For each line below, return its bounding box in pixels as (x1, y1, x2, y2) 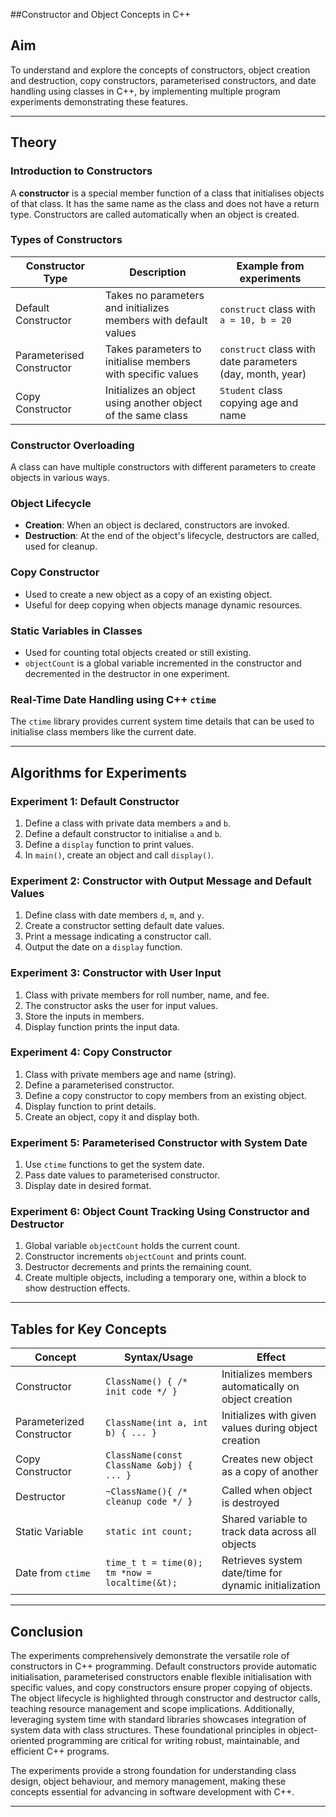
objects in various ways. (10, 472, 110, 484)
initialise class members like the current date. (10, 726, 197, 738)
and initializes (104, 300, 170, 314)
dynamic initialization (221, 1579, 321, 1593)
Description (129, 265, 187, 279)
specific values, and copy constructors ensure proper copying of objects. (10, 1682, 313, 1694)
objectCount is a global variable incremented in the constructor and (24, 657, 302, 669)
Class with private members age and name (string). (24, 1068, 237, 1080)
